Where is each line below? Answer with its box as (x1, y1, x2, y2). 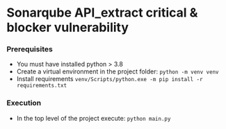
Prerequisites (6, 44, 53, 54)
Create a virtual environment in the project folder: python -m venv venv (16, 67, 219, 76)
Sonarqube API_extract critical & (6, 5, 198, 21)
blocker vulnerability (6, 19, 129, 35)
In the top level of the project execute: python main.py (16, 114, 171, 122)
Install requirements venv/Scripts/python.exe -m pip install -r (16, 75, 203, 83)
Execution (6, 98, 42, 108)
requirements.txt (16, 82, 67, 89)
